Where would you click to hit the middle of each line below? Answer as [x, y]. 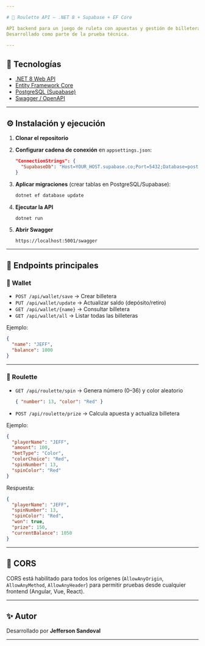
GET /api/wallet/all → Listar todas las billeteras [77, 316]
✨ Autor [22, 616]
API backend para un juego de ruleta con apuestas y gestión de [90, 28]
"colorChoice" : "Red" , [41, 459]
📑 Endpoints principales [52, 266]
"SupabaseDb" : [39, 167]
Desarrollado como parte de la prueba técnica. [68, 34]
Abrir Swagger [34, 230]
